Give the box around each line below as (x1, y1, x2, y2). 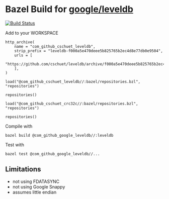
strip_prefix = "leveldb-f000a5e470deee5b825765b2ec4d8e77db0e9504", (14, 48, 163, 53)
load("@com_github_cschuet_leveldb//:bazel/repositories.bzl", (5, 79, 141, 84)
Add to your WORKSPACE (5, 30, 59, 36)
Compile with (5, 123, 33, 129)
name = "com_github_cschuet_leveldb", (14, 44, 96, 49)
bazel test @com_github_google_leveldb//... (5, 151, 100, 156)
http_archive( (5, 39, 35, 45)
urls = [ (14, 53, 33, 58)
